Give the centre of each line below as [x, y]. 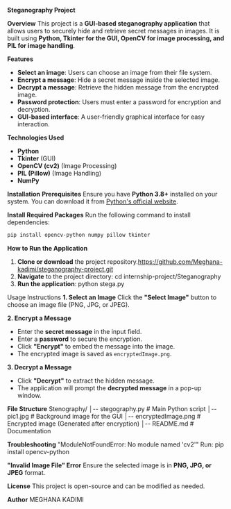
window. [29, 395]
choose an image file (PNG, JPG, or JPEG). [68, 304]
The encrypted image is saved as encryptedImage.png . [94, 353]
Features [20, 59]
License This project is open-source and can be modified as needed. [106, 486]
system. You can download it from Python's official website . [93, 201]
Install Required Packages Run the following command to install [99, 215]
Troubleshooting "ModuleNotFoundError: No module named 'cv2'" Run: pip [115, 444]
